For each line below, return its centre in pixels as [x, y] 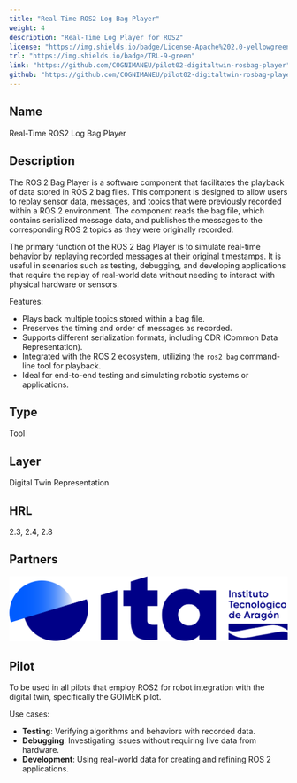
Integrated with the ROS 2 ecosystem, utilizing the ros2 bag [130, 356]
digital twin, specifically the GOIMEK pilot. [85, 697]
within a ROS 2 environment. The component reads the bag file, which [137, 210]
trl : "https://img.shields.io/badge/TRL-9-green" [103, 56]
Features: [27, 301]
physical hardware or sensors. [64, 284]
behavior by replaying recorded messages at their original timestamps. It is [145, 256]
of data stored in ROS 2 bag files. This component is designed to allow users [148, 191]
